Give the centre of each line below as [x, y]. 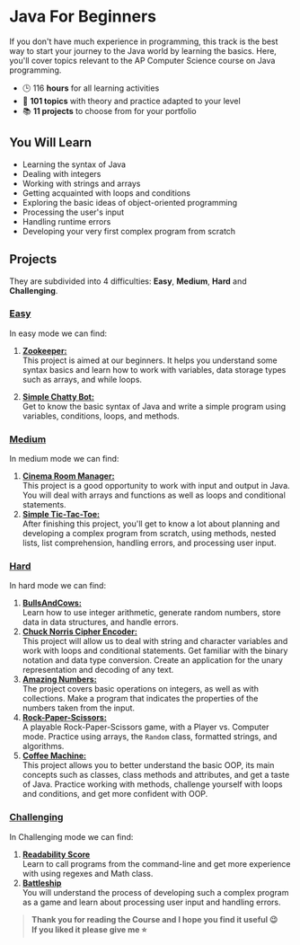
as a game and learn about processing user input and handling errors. [151, 902]
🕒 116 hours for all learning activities [91, 88]
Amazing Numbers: [59, 679]
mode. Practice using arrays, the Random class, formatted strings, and [150, 737]
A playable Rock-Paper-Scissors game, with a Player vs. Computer [146, 727]
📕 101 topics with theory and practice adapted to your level [131, 101]
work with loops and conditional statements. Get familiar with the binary [155, 651]
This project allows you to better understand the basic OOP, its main [148, 765]
